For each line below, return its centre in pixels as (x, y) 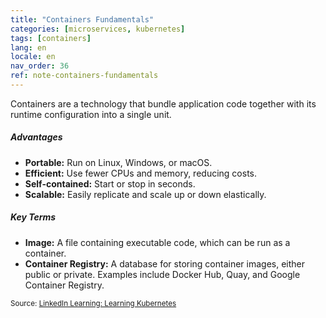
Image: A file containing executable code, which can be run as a (157, 242)
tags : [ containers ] (51, 38)
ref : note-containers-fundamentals (84, 76)
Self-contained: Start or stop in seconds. (110, 183)
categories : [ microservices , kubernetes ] (98, 29)
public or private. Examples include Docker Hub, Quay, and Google (162, 274)
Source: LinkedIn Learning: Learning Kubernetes (93, 303)
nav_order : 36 (40, 66)
